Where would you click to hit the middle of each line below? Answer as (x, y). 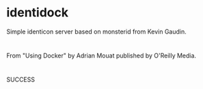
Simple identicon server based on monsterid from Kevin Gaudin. (97, 31)
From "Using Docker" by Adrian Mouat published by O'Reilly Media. (101, 55)
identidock (38, 13)
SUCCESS (21, 79)
